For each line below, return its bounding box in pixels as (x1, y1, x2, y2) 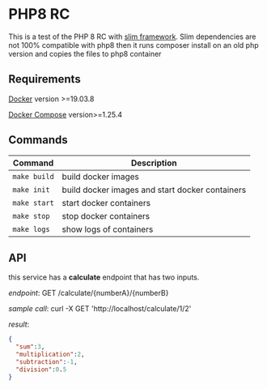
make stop (12, 212, 50, 220)
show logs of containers (61, 224, 154, 235)
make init (12, 185, 50, 194)
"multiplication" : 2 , (15, 350, 85, 359)
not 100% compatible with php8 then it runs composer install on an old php (8, 40, 259, 49)
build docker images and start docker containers (61, 184, 247, 195)
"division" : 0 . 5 (15, 365, 67, 374)
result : (8, 319, 30, 329)
